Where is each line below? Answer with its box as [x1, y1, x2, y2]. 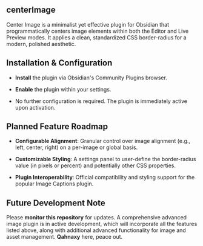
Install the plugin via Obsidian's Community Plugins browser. [15, 74, 168, 81]
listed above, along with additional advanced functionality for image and [6, 227, 186, 234]
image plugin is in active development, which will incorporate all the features [6, 221, 198, 228]
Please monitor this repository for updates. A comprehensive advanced [6, 214, 187, 221]
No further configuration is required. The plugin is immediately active [15, 97, 188, 105]
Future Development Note [6, 198, 106, 208]
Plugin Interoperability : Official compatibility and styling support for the [15, 174, 195, 181]
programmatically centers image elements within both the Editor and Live [6, 27, 189, 35]
